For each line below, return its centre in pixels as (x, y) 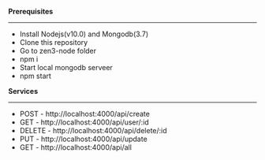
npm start (35, 76)
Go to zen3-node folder (58, 51)
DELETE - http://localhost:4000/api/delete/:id (93, 130)
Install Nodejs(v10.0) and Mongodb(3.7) (84, 34)
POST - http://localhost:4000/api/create (84, 114)
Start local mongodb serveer (66, 67)
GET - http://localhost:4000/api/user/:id (84, 122)
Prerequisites (31, 11)
